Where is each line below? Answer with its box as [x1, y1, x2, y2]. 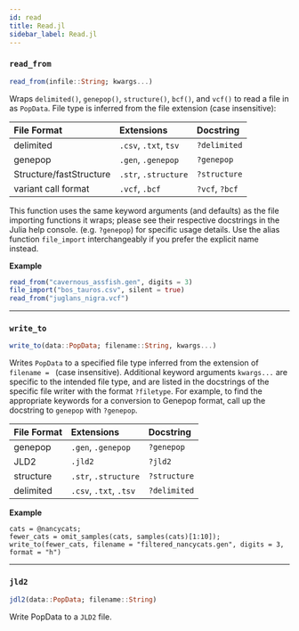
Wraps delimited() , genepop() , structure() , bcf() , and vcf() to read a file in [9, 93, 289, 103]
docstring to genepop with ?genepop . [9, 405, 138, 415]
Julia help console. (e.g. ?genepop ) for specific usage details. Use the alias [9, 224, 280, 234]
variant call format [13, 182, 90, 194]
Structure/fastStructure [13, 168, 111, 180]
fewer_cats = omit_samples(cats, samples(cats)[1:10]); [9, 532, 221, 542]
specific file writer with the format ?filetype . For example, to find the [9, 386, 263, 397]
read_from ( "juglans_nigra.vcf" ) [9, 294, 129, 303]
